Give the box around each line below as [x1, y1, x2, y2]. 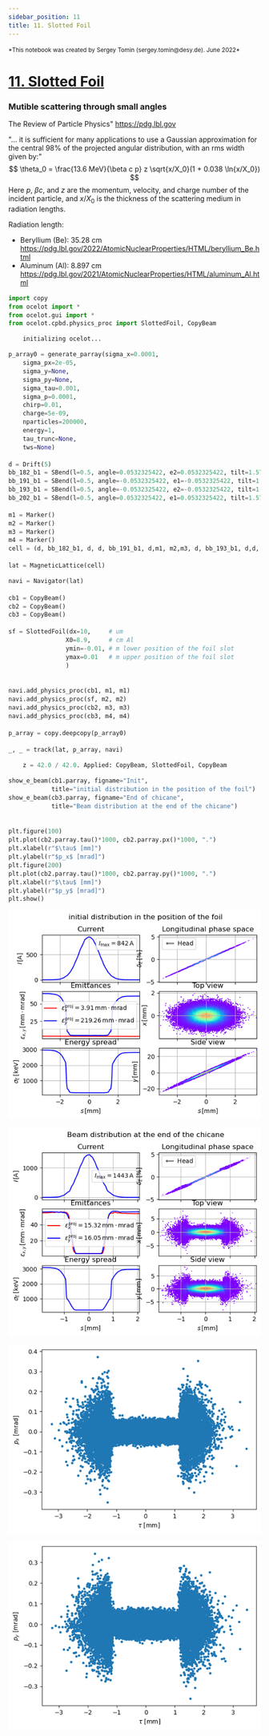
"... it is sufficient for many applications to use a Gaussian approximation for [8, 135, 258, 144]
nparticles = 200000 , [22, 418, 88, 426]
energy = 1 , [22, 427, 56, 435]
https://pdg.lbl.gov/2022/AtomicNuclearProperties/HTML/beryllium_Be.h [19, 243, 260, 253]
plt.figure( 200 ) [8, 861, 62, 869]
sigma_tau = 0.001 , [22, 384, 81, 392]
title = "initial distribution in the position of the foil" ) [50, 786, 256, 794]
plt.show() [8, 895, 45, 903]
